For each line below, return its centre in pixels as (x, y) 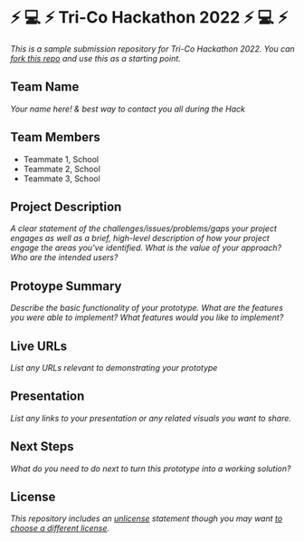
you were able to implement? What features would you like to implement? (147, 317)
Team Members (55, 137)
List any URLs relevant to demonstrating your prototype (114, 368)
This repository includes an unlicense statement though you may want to (147, 518)
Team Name (45, 87)
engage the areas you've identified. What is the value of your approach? (146, 248)
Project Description (66, 206)
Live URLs (39, 346)
